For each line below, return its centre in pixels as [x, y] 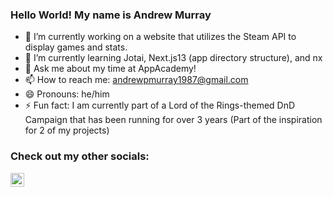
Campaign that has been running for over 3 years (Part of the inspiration [173, 120]
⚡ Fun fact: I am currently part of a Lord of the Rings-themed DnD [160, 105]
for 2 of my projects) [67, 130]
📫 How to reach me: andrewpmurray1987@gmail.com [136, 80]
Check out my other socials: [80, 156]
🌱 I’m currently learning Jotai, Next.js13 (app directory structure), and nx [173, 58]
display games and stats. [76, 47]
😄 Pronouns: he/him [67, 94]
